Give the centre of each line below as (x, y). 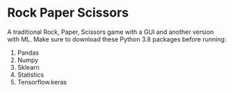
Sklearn (28, 67)
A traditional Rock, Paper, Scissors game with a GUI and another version (111, 32)
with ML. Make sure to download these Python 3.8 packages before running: (117, 39)
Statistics (31, 75)
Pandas (28, 53)
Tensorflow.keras (42, 82)
